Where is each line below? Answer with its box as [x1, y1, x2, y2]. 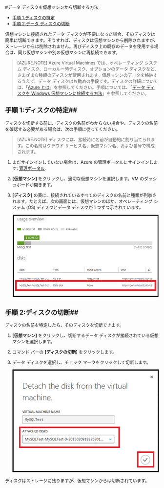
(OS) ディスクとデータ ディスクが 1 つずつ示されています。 [26, 204, 143, 210]
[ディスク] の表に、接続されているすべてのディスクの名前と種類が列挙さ [12, 192, 157, 198]
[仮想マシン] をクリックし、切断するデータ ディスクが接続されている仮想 [12, 333, 159, 338]
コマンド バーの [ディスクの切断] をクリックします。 [12, 349, 117, 355]
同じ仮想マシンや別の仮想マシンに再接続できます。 [18, 49, 121, 55]
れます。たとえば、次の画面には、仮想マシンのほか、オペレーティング [12, 198, 153, 204]
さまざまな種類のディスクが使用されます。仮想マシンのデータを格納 [17, 72, 154, 78]
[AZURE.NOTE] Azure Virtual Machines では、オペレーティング [17, 60, 144, 66]
